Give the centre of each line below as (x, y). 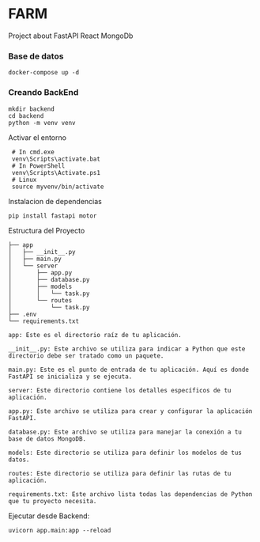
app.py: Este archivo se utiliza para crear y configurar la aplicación (130, 411)
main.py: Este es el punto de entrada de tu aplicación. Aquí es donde (128, 370)
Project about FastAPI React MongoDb (71, 36)
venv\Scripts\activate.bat (56, 159)
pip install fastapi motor (53, 216)
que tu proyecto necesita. (53, 501)
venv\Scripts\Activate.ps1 (56, 172)
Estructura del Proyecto (47, 230)
